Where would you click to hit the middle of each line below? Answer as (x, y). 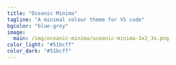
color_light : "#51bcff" (41, 45)
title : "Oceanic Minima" (42, 13)
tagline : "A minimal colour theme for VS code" (76, 20)
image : (16, 32)
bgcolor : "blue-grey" (38, 26)
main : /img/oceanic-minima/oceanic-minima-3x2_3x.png (91, 39)
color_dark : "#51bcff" (39, 51)
